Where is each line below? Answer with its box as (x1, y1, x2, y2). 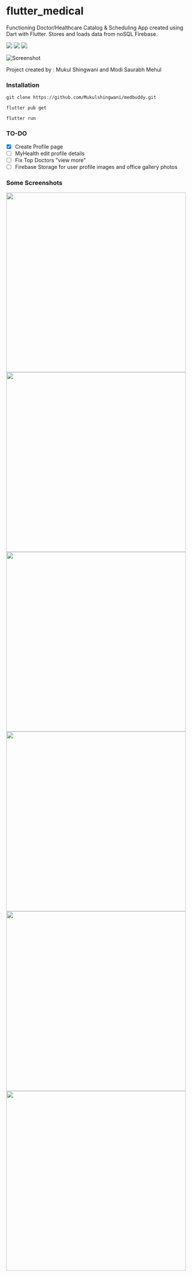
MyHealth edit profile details (14, 150, 85, 157)
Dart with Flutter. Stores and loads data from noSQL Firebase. (6, 30, 158, 37)
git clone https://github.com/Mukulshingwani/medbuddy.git (6, 95, 157, 101)
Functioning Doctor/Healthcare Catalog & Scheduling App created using (6, 24, 184, 31)
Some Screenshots (6, 178, 63, 187)
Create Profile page (14, 143, 63, 150)
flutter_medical (6, 4, 84, 18)
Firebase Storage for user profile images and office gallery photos (14, 163, 178, 170)
